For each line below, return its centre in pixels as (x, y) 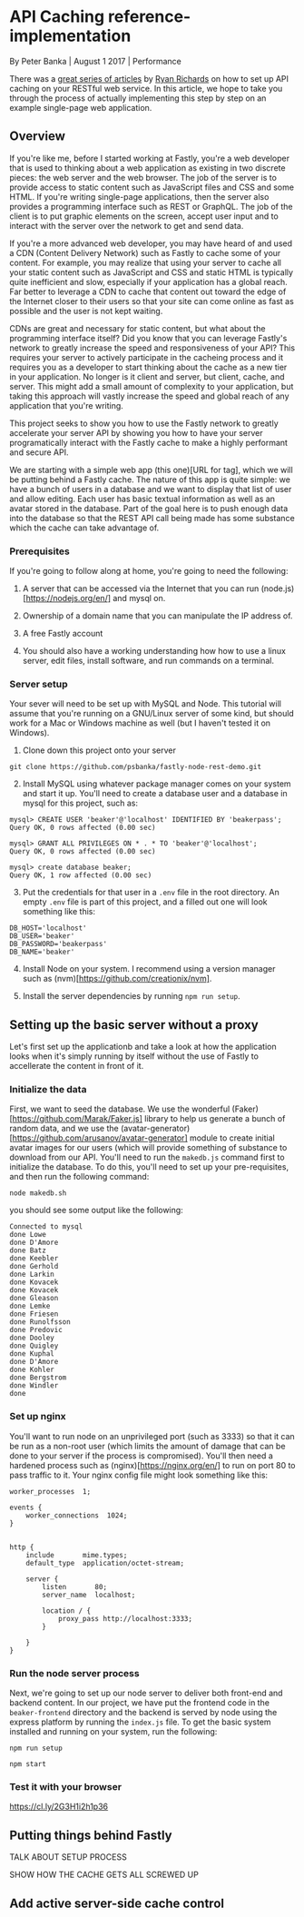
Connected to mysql (46, 1227)
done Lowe (28, 1235)
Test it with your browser (66, 1786)
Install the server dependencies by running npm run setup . (131, 996)
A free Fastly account (63, 634)
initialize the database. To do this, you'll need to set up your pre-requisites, (149, 1167)
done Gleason (34, 1299)
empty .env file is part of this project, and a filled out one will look (145, 902)
